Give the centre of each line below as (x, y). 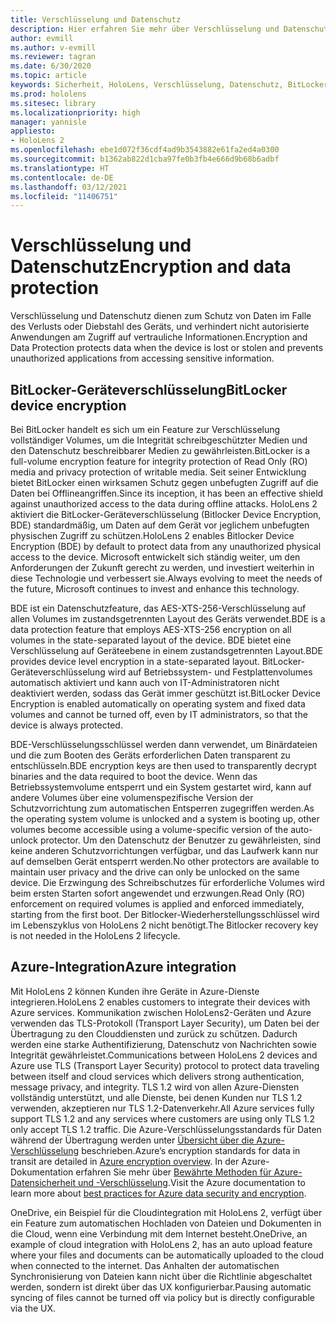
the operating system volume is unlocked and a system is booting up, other (165, 819)
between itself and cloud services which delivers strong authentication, (157, 1076)
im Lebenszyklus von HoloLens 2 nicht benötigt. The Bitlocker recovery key (164, 925)
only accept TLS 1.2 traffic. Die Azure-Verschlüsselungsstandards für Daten (166, 1129)
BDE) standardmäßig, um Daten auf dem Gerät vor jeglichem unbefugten (160, 525)
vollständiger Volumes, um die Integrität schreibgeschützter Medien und (159, 440)
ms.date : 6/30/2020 (51, 66)
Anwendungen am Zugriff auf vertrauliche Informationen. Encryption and (159, 337)
